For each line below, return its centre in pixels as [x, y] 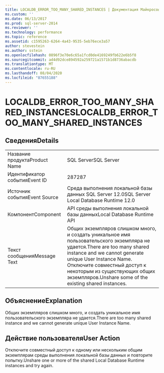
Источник [19, 191]
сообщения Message [31, 256]
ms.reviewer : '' [21, 28]
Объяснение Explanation [44, 301]
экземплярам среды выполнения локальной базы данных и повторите [79, 355]
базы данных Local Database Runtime [110, 214]
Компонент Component [34, 214]
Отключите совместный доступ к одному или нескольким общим [74, 350]
